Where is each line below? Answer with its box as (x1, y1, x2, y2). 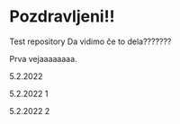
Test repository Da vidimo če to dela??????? (9, 36, 172, 47)
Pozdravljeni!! (9, 6, 115, 27)
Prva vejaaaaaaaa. (9, 53, 78, 64)
